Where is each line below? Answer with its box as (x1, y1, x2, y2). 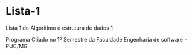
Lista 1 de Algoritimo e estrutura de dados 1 (5, 24, 113, 31)
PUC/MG (5, 42, 28, 50)
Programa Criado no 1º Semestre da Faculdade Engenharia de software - (5, 36, 187, 43)
